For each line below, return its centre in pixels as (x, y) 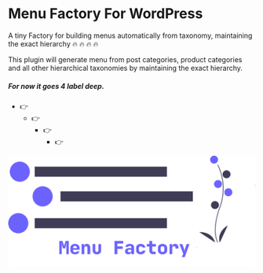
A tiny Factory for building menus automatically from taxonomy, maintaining (130, 35)
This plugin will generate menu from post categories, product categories (125, 59)
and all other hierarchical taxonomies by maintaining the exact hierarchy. (126, 68)
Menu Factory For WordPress (106, 14)
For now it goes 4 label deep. (56, 86)
